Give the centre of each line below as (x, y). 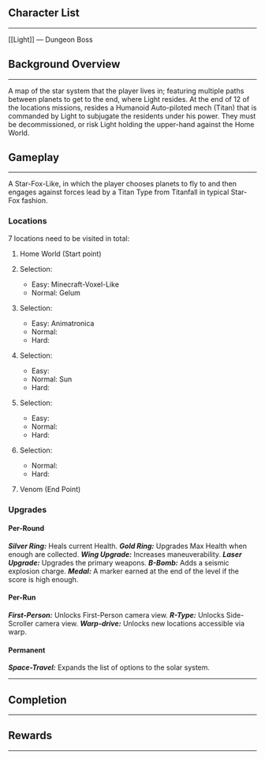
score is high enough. (43, 579)
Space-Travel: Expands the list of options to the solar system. (109, 667)
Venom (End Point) (50, 489)
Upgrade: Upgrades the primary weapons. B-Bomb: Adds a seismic (119, 562)
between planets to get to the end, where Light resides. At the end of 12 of (129, 99)
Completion (37, 699)
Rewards (30, 736)
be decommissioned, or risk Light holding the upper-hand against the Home (131, 124)
